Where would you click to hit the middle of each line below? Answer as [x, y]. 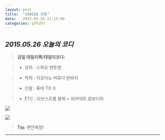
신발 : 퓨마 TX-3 [40, 88]
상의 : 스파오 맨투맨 [43, 68]
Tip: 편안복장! [30, 127]
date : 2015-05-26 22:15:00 [35, 19]
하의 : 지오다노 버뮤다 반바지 [51, 78]
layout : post [18, 10]
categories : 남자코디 [25, 23]
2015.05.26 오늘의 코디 [39, 44]
